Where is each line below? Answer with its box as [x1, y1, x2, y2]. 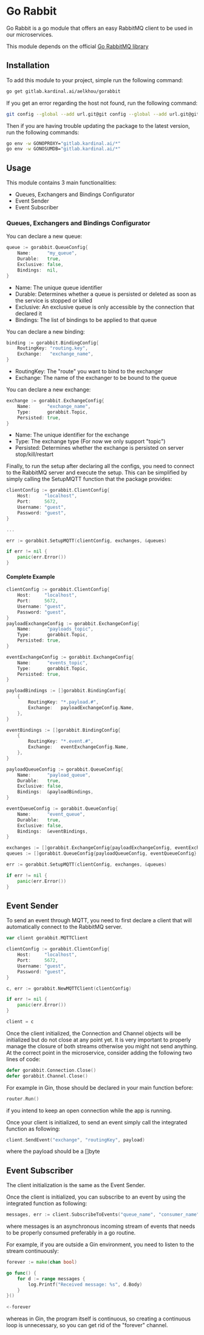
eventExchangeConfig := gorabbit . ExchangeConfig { [6, 654, 135, 660]
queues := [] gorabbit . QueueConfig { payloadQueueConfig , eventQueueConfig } [6, 850, 197, 857]
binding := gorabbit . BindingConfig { [6, 340, 99, 346]
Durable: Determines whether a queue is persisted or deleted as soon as [15, 290, 197, 298]
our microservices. [6, 30, 53, 38]
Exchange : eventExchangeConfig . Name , [28, 744, 129, 750]
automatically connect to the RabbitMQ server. [6, 923, 123, 931]
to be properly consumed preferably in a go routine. [6, 1229, 136, 1236]
